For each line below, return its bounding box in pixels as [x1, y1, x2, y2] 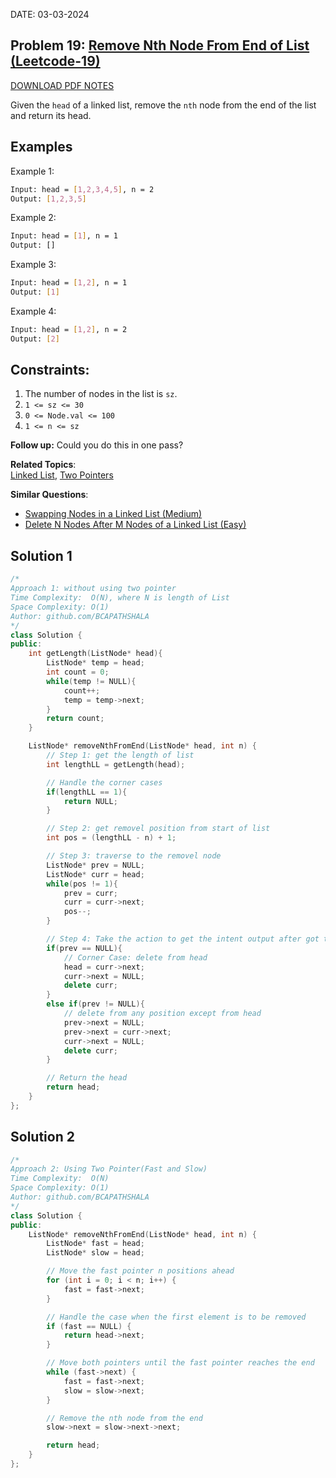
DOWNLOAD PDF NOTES [10, 79, 115, 91]
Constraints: [10, 362, 90, 379]
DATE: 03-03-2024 [10, 9, 90, 20]
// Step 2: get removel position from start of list [46, 824, 271, 834]
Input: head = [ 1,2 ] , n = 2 [10, 324, 128, 334]
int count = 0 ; [46, 667, 110, 677]
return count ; [46, 714, 105, 724]
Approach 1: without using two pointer [10, 584, 177, 594]
